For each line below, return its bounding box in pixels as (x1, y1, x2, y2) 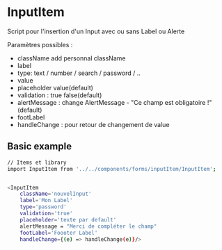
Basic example (7, 140, 72, 153)
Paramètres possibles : (7, 40, 73, 49)
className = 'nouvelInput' (19, 190, 92, 198)
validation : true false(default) (17, 91, 102, 99)
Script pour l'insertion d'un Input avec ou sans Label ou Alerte (7, 27, 185, 35)
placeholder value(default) (17, 83, 94, 92)
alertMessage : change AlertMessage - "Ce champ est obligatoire (17, 98, 206, 106)
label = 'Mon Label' (19, 197, 73, 204)
